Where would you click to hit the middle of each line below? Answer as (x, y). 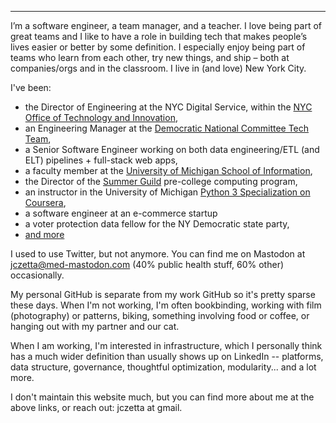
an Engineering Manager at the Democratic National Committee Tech (167, 128)
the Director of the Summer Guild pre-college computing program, (161, 181)
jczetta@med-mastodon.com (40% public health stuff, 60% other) (147, 264)
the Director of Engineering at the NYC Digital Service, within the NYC (168, 107)
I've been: (31, 87)
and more (44, 234)
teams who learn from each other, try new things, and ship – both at (150, 57)
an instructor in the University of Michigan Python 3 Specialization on (167, 192)
